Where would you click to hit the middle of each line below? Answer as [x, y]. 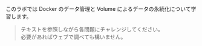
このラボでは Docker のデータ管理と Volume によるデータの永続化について [98, 9]
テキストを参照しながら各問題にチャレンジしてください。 [92, 29]
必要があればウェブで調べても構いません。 [73, 37]
